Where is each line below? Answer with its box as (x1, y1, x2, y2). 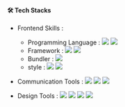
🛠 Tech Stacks (7, 6, 51, 14)
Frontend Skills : (17, 24, 64, 33)
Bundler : (27, 55, 54, 63)
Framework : (27, 47, 64, 55)
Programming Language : (27, 38, 101, 47)
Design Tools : (17, 92, 59, 100)
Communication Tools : (17, 77, 83, 86)
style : (27, 63, 46, 72)
